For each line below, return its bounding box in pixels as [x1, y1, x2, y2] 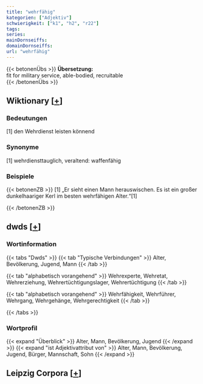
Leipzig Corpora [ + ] [6, 368, 82, 379]
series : [6, 32, 26, 38]
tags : [6, 26, 20, 32]
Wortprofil [6, 324, 38, 332]
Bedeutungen [6, 114, 47, 122]
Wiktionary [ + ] [6, 96, 63, 106]
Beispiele [6, 172, 35, 180]
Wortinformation [6, 240, 57, 248]
